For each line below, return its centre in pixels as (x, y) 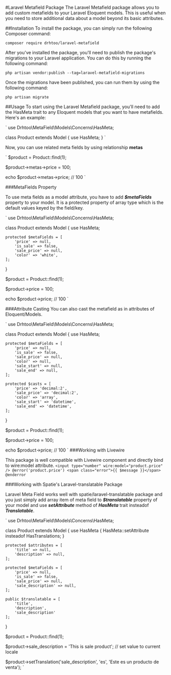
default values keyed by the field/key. (45, 208)
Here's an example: (26, 118)
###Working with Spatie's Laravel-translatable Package (64, 484)
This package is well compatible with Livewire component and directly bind (84, 460)
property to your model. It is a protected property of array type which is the (84, 202)
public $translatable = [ (33, 599)
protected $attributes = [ (34, 545)
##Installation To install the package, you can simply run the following (79, 28)
